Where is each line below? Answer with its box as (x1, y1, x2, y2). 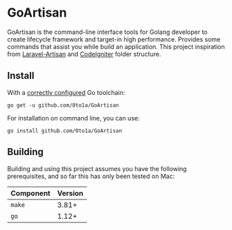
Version (57, 188, 84, 198)
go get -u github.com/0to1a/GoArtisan (7, 102, 119, 109)
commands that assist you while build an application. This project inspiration (7, 42, 225, 51)
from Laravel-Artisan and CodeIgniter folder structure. (7, 50, 161, 58)
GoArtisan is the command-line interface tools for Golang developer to (7, 28, 208, 36)
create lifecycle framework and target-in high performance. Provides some (7, 35, 221, 43)
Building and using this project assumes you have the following (7, 164, 187, 172)
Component (10, 188, 51, 198)
